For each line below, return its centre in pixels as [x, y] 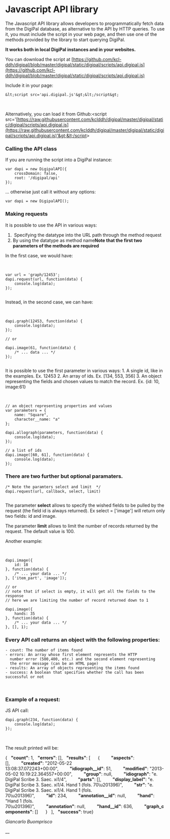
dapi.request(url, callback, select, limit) [53, 491]
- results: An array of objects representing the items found [72, 668]
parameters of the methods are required [56, 245]
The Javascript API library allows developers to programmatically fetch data [84, 23]
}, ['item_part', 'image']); [36, 578]
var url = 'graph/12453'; [32, 275]
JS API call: [17, 710]
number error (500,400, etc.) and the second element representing [83, 659]
